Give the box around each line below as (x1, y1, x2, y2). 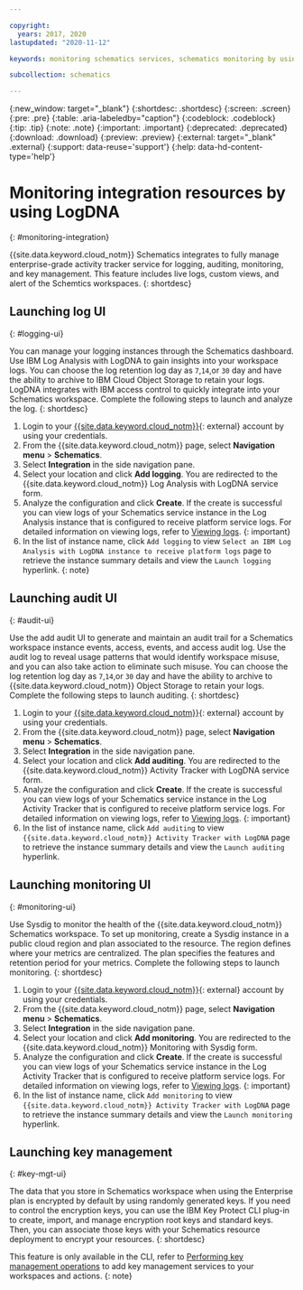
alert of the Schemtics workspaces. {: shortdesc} (9, 278, 192, 289)
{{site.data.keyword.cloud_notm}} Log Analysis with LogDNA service (22, 478, 279, 488)
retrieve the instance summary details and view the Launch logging (22, 554, 271, 565)
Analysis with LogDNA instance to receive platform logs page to (22, 545, 272, 556)
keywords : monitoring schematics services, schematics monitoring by (9, 54, 277, 63)
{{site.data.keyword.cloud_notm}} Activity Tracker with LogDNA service (22, 765, 290, 775)
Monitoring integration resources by (9, 182, 286, 203)
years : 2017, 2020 (17, 29, 87, 39)
